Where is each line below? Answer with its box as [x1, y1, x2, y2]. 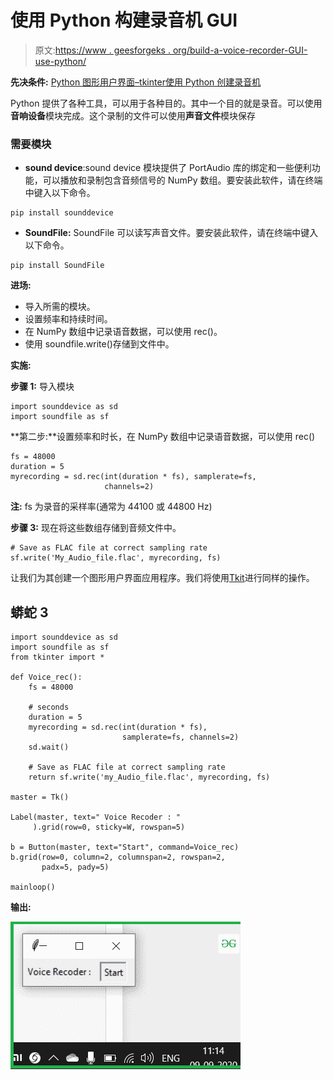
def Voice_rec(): [10, 672, 83, 683]
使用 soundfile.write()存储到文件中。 [24, 338, 175, 350]
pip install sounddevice [10, 208, 114, 218]
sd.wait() [28, 742, 70, 753]
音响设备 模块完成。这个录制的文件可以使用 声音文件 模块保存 [10, 109, 256, 121]
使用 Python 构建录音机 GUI [10, 9, 238, 32]
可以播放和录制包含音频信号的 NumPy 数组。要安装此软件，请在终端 [42, 174, 323, 186]
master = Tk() [10, 792, 70, 803]
